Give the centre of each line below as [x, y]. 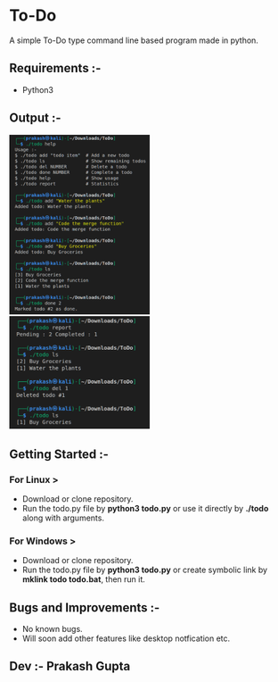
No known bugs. [52, 629]
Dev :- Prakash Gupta [70, 666]
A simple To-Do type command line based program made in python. [134, 40]
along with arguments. [63, 518]
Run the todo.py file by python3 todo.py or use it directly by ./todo [145, 508]
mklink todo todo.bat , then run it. [83, 579]
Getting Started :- [59, 454]
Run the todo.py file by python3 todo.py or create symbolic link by [145, 570]
